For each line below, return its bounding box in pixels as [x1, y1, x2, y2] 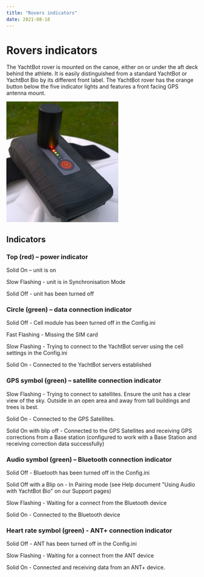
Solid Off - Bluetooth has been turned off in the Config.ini [6, 469, 150, 476]
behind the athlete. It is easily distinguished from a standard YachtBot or [6, 70, 188, 78]
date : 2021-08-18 [6, 16, 51, 23]
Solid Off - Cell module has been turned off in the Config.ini [6, 319, 156, 327]
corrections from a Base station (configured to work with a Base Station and [6, 434, 197, 441]
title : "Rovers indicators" [6, 10, 78, 16]
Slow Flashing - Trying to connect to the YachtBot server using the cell [6, 343, 184, 350]
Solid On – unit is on [6, 266, 57, 274]
